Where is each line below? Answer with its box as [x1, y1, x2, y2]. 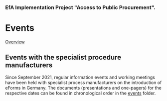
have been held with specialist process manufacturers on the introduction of [5, 79, 162, 86]
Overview [5, 39, 25, 45]
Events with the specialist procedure [5, 53, 121, 62]
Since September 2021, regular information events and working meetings [5, 74, 156, 80]
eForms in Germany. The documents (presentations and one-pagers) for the [5, 85, 162, 91]
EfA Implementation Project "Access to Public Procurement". [5, 4, 156, 11]
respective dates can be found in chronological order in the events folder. [5, 90, 156, 96]
